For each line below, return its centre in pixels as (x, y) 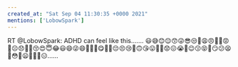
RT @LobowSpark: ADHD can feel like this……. (76, 40)
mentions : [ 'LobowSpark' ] (46, 20)
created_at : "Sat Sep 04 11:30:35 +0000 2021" (78, 14)
